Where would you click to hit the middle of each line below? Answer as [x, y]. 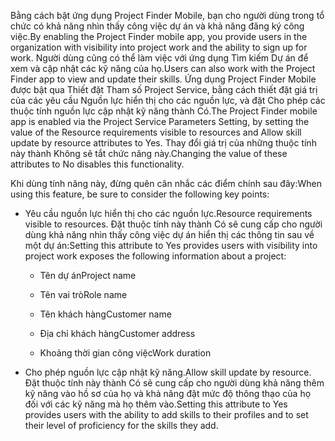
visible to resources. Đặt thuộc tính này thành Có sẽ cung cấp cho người [173, 224]
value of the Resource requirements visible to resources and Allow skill [156, 132]
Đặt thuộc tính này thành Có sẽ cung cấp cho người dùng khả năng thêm [174, 383]
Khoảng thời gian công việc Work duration [125, 353]
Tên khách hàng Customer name [105, 314]
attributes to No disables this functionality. [97, 164]
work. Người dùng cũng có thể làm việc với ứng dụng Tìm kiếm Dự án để [159, 58]
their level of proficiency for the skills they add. [121, 425]
